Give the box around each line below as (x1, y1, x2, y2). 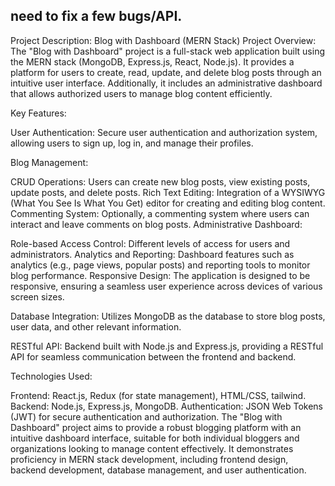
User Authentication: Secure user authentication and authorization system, (10, 126, 318, 138)
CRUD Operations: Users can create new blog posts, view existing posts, (10, 175, 311, 188)
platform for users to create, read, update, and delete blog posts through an (10, 66, 322, 78)
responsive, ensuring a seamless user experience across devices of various (10, 280, 323, 292)
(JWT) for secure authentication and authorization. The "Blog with (10, 410, 283, 423)
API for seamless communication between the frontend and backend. (10, 350, 297, 363)
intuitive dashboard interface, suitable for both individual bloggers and (10, 432, 300, 444)
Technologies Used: (10, 370, 93, 382)
